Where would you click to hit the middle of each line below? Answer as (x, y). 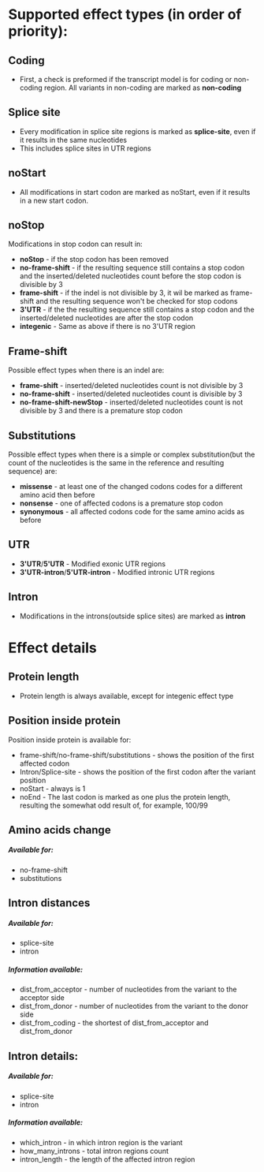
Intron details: (43, 1056)
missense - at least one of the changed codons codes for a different (131, 487)
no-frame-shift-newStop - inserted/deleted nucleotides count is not (131, 402)
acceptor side (42, 998)
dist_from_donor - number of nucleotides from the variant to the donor (134, 1006)
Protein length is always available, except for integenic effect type (126, 696)
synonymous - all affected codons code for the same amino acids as (132, 512)
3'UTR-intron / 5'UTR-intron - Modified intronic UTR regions (117, 572)
